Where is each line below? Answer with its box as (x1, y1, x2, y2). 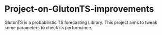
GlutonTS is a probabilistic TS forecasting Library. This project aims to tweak (4, 19, 158, 25)
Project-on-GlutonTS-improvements (4, 3, 154, 15)
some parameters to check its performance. (4, 24, 93, 30)
